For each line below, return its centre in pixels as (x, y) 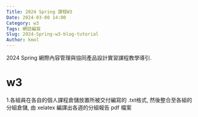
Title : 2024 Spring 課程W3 (39, 12)
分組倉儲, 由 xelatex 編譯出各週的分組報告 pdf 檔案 (69, 107)
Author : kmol (23, 40)
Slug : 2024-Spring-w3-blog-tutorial (52, 34)
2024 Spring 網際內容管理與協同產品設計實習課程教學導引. (79, 58)
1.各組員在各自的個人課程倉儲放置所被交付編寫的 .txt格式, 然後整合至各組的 (99, 100)
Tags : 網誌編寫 (24, 29)
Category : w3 (23, 23)
